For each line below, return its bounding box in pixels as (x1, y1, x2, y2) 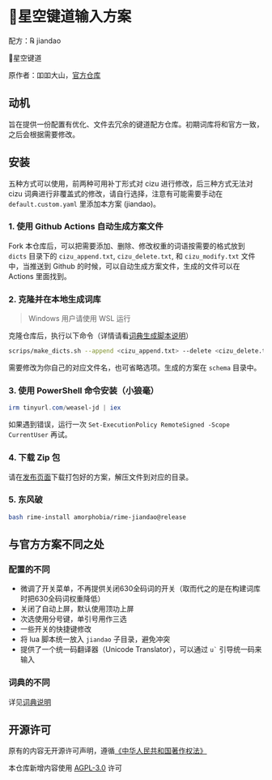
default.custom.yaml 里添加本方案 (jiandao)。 (8, 199, 160, 208)
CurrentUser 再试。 (8, 430, 72, 439)
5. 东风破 (8, 494, 43, 505)
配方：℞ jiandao (8, 36, 62, 45)
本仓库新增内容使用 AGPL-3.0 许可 (8, 763, 123, 773)
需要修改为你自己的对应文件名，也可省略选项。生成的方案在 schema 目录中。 (8, 362, 261, 373)
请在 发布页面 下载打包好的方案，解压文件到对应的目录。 (8, 472, 193, 482)
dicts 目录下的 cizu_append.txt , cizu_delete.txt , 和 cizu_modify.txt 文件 (8, 251, 256, 260)
